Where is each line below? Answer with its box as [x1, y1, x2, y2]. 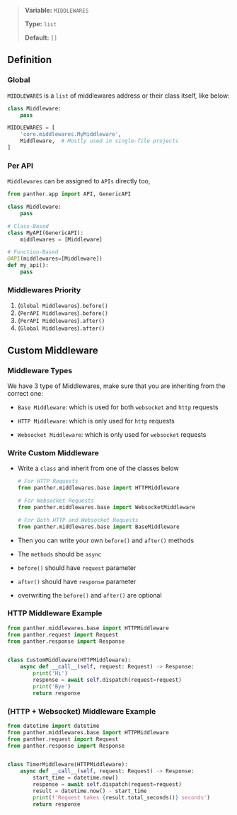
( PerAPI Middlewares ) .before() [17, 309, 108, 317]
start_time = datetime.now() [33, 775, 119, 782]
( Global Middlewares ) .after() [17, 324, 105, 332]
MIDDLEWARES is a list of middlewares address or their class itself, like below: [7, 91, 230, 100]
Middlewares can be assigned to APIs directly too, [7, 177, 151, 186]
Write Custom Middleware [7, 448, 99, 457]
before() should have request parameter [17, 563, 137, 572]
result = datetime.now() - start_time [33, 787, 147, 794]
